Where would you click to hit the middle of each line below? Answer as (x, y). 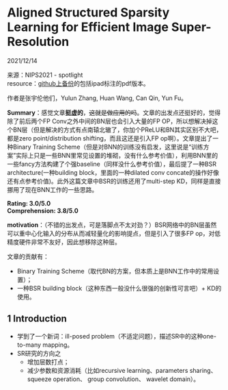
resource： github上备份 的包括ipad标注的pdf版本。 (79, 83)
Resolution (38, 42)
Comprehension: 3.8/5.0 (43, 210)
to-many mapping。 (45, 345)
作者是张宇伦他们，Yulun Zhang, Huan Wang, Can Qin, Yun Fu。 (97, 98)
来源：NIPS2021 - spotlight (45, 75)
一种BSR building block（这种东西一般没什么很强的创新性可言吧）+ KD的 (119, 288)
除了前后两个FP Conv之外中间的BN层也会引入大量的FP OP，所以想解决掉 (110, 121)
